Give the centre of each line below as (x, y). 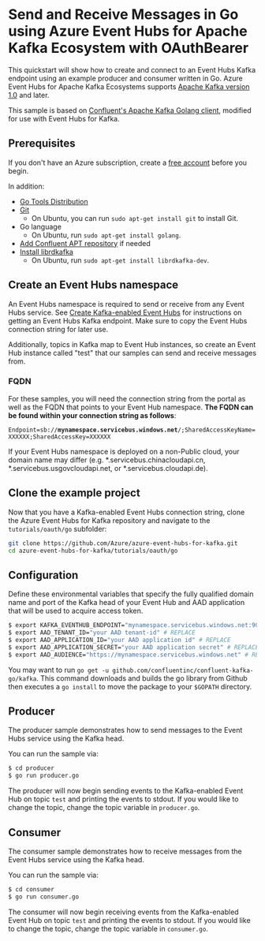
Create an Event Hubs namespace (93, 285)
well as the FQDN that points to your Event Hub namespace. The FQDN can (131, 407)
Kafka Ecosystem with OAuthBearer (129, 48)
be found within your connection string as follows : (92, 415)
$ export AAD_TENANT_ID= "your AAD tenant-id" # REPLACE (102, 633)
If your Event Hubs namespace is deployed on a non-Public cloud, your (124, 451)
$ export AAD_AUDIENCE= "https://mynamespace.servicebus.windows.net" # (128, 655)
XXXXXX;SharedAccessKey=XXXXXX (60, 437)
